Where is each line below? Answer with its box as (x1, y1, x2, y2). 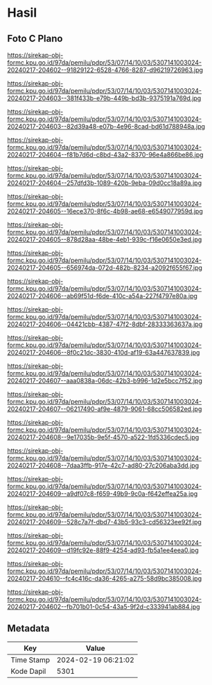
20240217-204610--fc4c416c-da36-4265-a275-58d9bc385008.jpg (7, 574, 202, 582)
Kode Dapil (10, 666, 46, 676)
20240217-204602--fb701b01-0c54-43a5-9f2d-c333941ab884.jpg (7, 603, 200, 611)
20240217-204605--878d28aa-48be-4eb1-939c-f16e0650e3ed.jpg (7, 235, 202, 243)
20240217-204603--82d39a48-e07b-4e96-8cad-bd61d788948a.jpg (7, 122, 206, 130)
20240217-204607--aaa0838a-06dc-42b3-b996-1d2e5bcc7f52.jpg (7, 377, 203, 385)
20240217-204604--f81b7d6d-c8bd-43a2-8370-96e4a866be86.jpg (7, 151, 204, 159)
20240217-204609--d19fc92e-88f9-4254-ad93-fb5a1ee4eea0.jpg (7, 546, 199, 554)
